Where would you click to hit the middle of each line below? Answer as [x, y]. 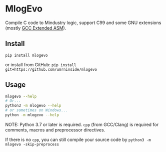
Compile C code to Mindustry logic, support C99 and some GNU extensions [83, 23]
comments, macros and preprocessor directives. [55, 130]
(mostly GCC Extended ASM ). [36, 28]
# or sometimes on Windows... [37, 110]
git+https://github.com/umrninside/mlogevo [51, 69]
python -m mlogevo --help [32, 115]
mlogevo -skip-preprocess [32, 144]
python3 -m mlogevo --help [33, 106]
